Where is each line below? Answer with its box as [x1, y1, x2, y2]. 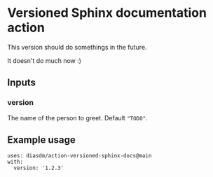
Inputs [7, 77, 36, 89]
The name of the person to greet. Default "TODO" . [7, 113, 149, 122]
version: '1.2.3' [13, 164, 64, 172]
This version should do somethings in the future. [7, 43, 147, 51]
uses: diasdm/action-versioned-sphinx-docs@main [7, 153, 152, 160]
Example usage [7, 134, 76, 146]
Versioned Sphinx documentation [7, 5, 207, 21]
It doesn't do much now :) [7, 56, 82, 64]
